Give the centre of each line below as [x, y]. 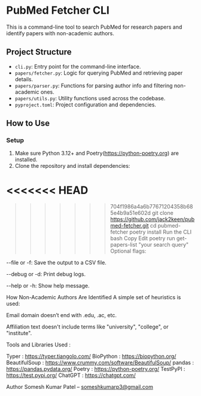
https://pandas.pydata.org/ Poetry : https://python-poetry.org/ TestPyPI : [96, 369]
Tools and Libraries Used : [38, 345]
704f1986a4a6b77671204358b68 [152, 207]
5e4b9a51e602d [130, 213]
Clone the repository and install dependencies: [72, 166]
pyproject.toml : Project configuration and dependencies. [86, 105]
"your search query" [164, 245]
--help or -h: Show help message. [48, 286]
